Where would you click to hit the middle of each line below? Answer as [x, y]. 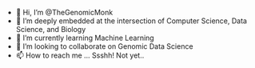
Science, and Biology [51, 29]
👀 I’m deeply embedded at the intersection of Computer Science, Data [131, 21]
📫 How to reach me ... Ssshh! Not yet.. [80, 55]
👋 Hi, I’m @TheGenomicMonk [64, 12]
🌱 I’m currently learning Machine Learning [85, 38]
